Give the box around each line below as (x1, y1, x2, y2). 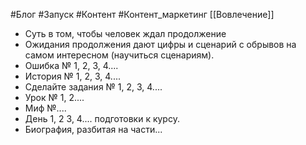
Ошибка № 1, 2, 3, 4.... (24, 60, 119, 71)
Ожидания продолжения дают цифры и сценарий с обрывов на (24, 39, 297, 50)
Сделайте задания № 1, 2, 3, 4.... (24, 81, 163, 93)
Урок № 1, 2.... (24, 92, 85, 103)
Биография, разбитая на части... (24, 124, 163, 135)
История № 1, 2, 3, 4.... (24, 70, 121, 82)
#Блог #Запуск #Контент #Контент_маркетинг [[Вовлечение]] (10, 9, 275, 20)
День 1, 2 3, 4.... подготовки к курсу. (24, 113, 180, 124)
